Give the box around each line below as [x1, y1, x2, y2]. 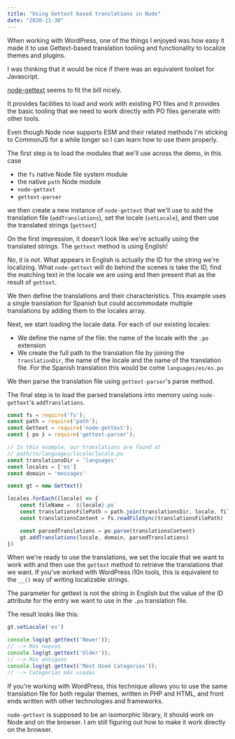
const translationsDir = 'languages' [7, 457, 117, 464]
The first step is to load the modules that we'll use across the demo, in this [7, 149, 222, 157]
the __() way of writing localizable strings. [7, 575, 129, 584]
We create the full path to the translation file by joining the [17, 348, 185, 357]
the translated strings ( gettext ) [7, 220, 97, 229]
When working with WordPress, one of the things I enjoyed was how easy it [7, 36, 225, 44]
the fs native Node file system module [17, 170, 128, 178]
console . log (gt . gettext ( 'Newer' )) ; [7, 637, 111, 644]
